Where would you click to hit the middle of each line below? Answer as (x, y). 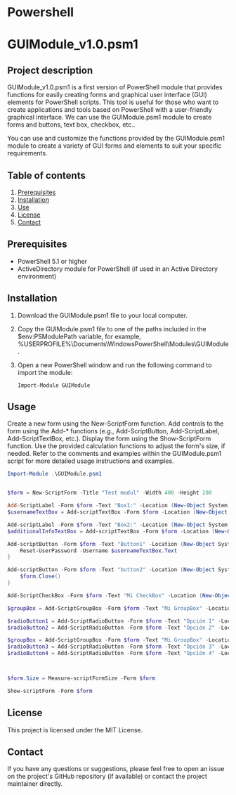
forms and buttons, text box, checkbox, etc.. (71, 125)
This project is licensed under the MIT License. (75, 730)
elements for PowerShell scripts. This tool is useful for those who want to (113, 102)
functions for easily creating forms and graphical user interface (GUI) (107, 95)
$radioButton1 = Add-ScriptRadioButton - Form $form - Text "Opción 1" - (114, 621)
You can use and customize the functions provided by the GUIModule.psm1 (116, 139)
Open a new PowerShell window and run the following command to (114, 365)
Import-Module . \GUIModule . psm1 (54, 474)
